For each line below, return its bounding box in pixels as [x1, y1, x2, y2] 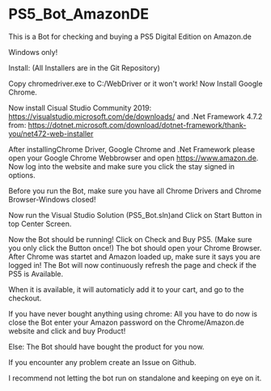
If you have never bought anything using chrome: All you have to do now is [8, 308, 257, 318]
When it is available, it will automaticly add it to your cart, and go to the [8, 284, 244, 294]
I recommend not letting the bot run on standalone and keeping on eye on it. [8, 373, 262, 383]
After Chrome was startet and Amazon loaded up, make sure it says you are [8, 252, 260, 261]
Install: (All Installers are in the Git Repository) [8, 62, 160, 73]
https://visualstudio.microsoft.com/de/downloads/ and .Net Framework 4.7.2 [8, 111, 263, 121]
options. [8, 170, 36, 180]
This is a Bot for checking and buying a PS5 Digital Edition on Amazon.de [8, 32, 252, 41]
